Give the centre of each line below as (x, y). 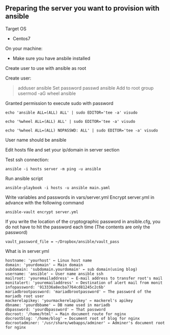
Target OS (16, 29)
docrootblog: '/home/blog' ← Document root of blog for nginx (73, 318)
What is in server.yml (27, 251)
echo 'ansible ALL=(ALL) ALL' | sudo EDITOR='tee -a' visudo (72, 112)
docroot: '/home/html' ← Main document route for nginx (66, 314)
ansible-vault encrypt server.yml (42, 212)
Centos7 (21, 38)
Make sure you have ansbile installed (51, 58)
